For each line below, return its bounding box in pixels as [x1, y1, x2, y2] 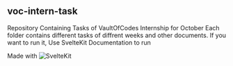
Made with [7, 52, 38, 60]
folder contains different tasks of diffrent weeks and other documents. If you [7, 31, 227, 39]
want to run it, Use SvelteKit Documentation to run [7, 38, 152, 47]
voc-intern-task [7, 5, 78, 17]
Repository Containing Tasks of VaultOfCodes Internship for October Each [7, 23, 220, 32]
